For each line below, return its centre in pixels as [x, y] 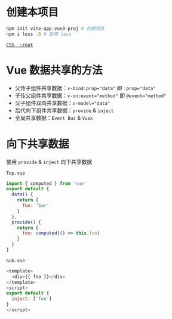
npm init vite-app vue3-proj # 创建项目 [55, 28]
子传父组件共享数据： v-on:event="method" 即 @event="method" [91, 95]
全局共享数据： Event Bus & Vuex [54, 117]
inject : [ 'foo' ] [32, 299]
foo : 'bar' [36, 206]
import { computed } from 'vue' [46, 183]
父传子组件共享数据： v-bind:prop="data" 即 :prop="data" [85, 88]
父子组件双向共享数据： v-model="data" [62, 103]
